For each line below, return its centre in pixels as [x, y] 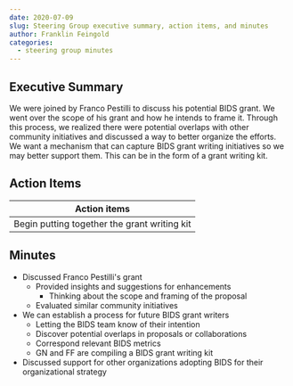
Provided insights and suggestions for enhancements [133, 286]
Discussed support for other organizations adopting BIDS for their [142, 362]
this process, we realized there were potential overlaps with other [129, 127]
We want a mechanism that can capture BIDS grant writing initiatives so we [147, 146]
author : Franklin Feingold [59, 34]
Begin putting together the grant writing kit [102, 224]
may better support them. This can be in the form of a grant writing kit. [139, 155]
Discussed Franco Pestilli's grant [82, 276]
